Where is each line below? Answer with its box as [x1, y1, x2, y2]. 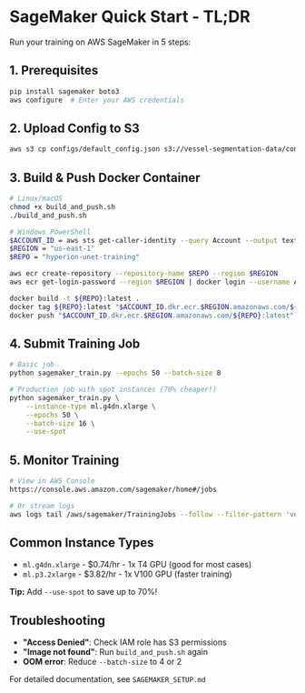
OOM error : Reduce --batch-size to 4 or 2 [22, 657, 182, 668]
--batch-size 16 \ [25, 418, 95, 428]
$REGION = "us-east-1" [9, 244, 95, 254]
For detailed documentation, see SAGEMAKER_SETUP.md [9, 674, 206, 685]
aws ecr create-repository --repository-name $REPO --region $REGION [9, 269, 279, 278]
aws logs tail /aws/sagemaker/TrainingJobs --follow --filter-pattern [9, 509, 282, 519]
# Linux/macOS [9, 194, 64, 203]
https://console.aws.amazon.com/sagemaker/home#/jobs [9, 485, 218, 494]
